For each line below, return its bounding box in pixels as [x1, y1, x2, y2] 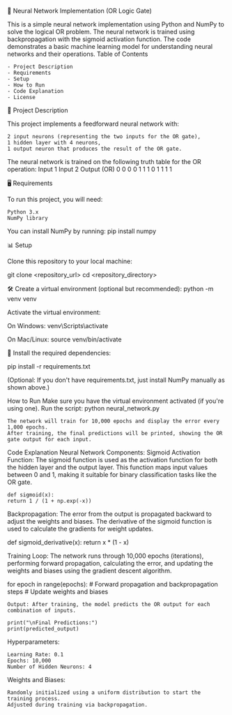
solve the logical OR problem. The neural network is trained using [7, 28, 195, 36]
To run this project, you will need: [7, 196, 103, 203]
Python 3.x [7, 209, 39, 216]
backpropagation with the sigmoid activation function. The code [7, 35, 192, 43]
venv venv [7, 295, 37, 303]
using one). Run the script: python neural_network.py [7, 404, 160, 412]
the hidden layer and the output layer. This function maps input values [7, 463, 208, 471]
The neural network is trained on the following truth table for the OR [7, 158, 202, 165]
